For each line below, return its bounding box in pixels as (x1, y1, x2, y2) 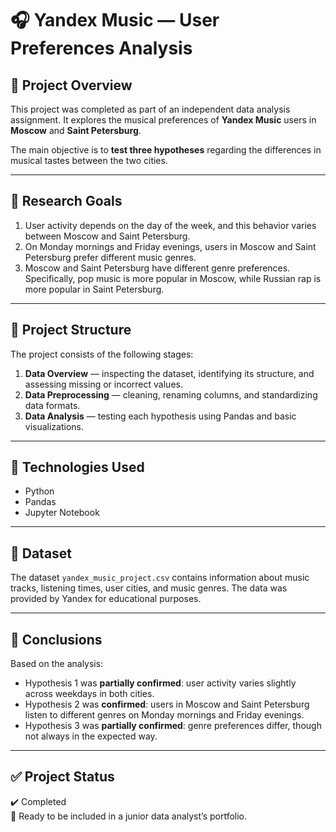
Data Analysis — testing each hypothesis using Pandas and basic (24, 410, 297, 422)
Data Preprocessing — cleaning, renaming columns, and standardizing (24, 388, 318, 401)
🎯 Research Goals (10, 193, 123, 210)
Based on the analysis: (10, 658, 104, 670)
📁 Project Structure (10, 322, 132, 339)
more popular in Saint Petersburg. (24, 283, 165, 295)
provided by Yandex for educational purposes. (10, 593, 202, 605)
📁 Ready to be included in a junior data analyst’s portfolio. (10, 810, 248, 822)
